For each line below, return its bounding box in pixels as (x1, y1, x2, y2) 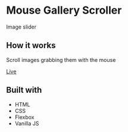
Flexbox (14, 114, 35, 121)
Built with (6, 85, 42, 95)
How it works (6, 40, 56, 51)
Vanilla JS (14, 120, 39, 127)
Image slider (6, 23, 37, 30)
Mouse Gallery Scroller (6, 4, 122, 17)
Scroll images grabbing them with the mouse (6, 56, 116, 63)
